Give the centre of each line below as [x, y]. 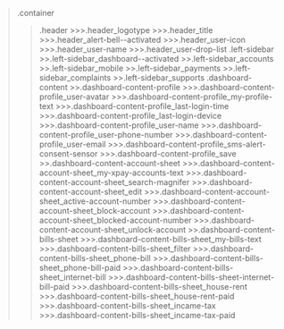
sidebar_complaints [75, 78]
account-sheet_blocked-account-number [115, 220]
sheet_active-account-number [95, 201]
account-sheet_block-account [95, 211]
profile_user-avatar [74, 97]
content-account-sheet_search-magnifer [114, 182]
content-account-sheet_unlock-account [113, 230]
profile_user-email [72, 144]
